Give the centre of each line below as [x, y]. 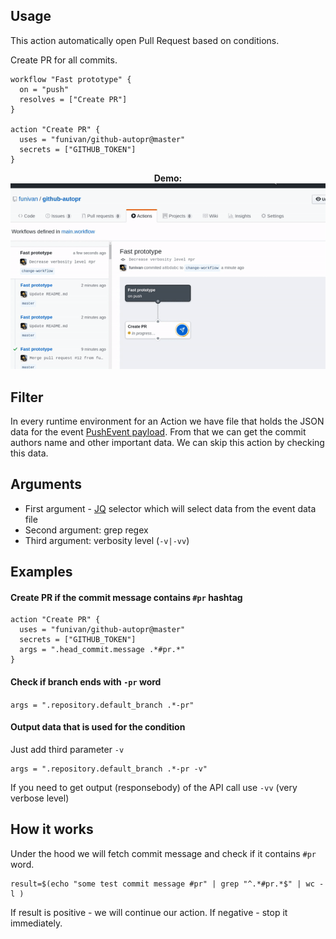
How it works [52, 829]
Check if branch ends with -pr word [86, 681]
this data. [29, 453]
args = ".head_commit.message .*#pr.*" [102, 650]
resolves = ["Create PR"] [73, 99]
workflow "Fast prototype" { [71, 79]
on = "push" [44, 89]
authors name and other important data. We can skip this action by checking [167, 442]
